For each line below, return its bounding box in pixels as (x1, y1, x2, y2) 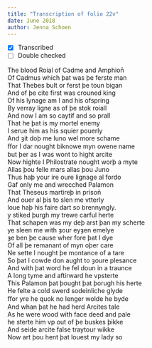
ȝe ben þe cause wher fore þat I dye (7, 233, 114, 242)
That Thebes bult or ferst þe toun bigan (7, 81, 123, 89)
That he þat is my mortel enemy (7, 118, 101, 127)
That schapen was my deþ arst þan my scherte (7, 218, 146, 227)
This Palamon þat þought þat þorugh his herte (7, 279, 142, 287)
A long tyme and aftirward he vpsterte (7, 271, 119, 280)
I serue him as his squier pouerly (7, 126, 103, 135)
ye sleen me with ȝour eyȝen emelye (7, 225, 115, 234)
